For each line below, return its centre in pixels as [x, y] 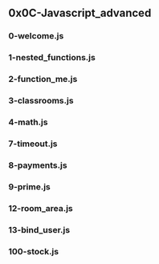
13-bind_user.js [39, 229]
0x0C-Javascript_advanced [80, 13]
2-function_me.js [43, 79]
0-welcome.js [36, 36]
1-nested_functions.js [52, 58]
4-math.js [28, 122]
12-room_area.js [41, 208]
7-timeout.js [33, 144]
